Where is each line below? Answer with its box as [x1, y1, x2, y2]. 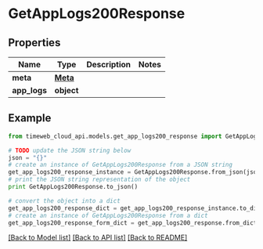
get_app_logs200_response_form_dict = [8, 218, 135, 227]
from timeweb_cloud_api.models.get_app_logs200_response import [8, 132, 222, 140]
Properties [8, 36, 61, 49]
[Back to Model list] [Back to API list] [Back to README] [8, 233, 188, 243]
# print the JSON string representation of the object [8, 175, 191, 184]
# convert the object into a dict [8, 197, 121, 204]
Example [8, 111, 52, 125]
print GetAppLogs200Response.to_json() [8, 183, 139, 191]
